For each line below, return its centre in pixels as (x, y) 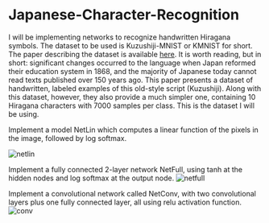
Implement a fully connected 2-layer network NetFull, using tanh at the (126, 169)
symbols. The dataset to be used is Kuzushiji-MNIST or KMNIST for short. (130, 45)
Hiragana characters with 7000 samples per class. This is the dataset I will (132, 105)
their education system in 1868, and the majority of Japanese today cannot (132, 71)
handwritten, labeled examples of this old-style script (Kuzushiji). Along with (135, 88)
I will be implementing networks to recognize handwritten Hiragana (120, 37)
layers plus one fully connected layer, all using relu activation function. (125, 202)
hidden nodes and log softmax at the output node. (91, 178)
